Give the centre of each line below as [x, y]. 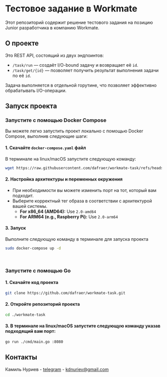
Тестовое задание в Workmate [71, 9]
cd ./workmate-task [25, 315]
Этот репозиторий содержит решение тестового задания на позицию [79, 22]
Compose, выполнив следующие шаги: [46, 136]
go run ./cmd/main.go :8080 [34, 342]
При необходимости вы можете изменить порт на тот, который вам [84, 190]
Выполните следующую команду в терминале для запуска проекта [77, 239]
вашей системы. [30, 206]
